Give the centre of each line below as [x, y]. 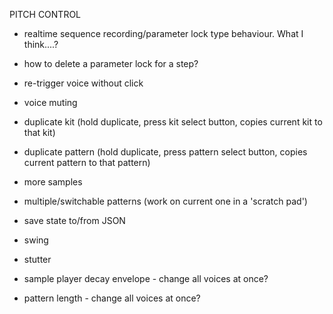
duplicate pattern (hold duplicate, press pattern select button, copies [165, 152]
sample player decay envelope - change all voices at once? [146, 278]
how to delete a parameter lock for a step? [111, 63]
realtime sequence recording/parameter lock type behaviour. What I [163, 33]
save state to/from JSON [74, 220]
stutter [37, 259]
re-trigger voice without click [83, 83]
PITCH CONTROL [45, 14]
